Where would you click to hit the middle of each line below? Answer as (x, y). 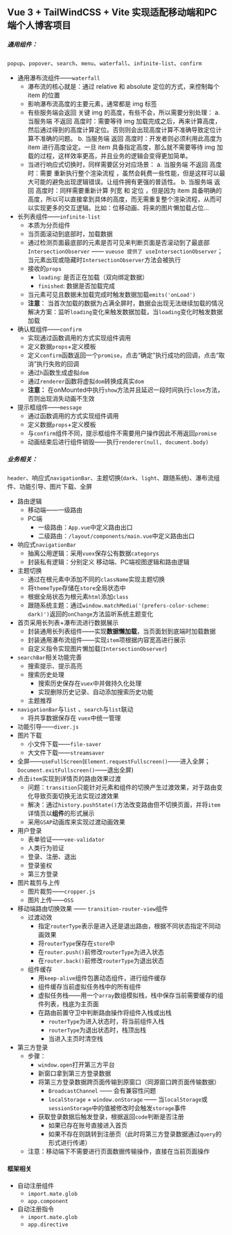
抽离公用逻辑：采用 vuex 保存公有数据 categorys (93, 553)
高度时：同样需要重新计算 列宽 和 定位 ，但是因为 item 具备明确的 (129, 191)
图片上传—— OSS (51, 900)
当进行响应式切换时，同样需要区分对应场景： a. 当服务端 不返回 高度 (125, 164)
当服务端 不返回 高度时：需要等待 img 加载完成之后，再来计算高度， (124, 121)
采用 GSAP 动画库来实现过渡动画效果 (77, 822)
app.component (48, 1201)
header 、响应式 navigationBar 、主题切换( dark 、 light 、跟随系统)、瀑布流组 (114, 478)
